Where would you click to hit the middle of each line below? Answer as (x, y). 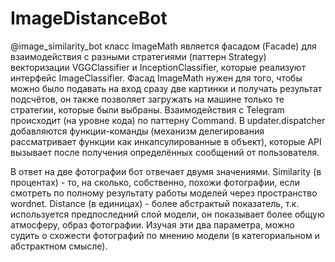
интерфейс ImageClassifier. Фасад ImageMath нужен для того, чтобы (156, 78)
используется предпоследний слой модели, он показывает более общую (167, 214)
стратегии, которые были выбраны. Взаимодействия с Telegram (147, 109)
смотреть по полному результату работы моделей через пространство (164, 193)
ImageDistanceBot (89, 18)
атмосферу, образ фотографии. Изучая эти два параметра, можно (152, 224)
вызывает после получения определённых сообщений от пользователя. (165, 152)
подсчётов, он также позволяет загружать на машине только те (147, 99)
